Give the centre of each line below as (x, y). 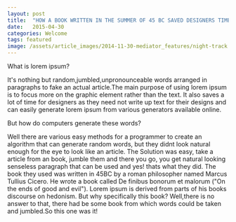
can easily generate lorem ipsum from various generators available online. (114, 110)
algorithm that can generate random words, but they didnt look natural (109, 144)
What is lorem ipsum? (39, 66)
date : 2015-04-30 (36, 27)
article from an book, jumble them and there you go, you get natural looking (117, 159)
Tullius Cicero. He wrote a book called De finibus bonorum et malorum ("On (117, 181)
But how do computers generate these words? (74, 123)
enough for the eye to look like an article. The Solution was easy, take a (110, 152)
